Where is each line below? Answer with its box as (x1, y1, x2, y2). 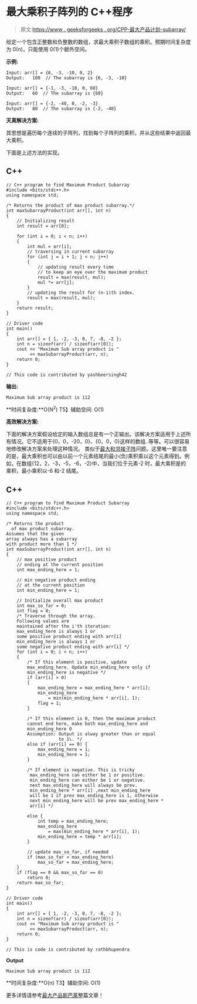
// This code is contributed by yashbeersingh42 (6, 372, 127, 378)
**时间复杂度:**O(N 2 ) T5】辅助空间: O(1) (6, 405, 104, 413)
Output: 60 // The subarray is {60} (6, 90, 104, 96)
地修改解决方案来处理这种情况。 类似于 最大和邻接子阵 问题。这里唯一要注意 (6, 445, 188, 452)
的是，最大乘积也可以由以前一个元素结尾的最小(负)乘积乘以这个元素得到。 (6, 453, 185, 460)
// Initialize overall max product (16, 598, 104, 604)
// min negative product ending (16, 577, 96, 584)
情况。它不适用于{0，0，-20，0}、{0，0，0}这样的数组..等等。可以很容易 (11, 438, 190, 445)
